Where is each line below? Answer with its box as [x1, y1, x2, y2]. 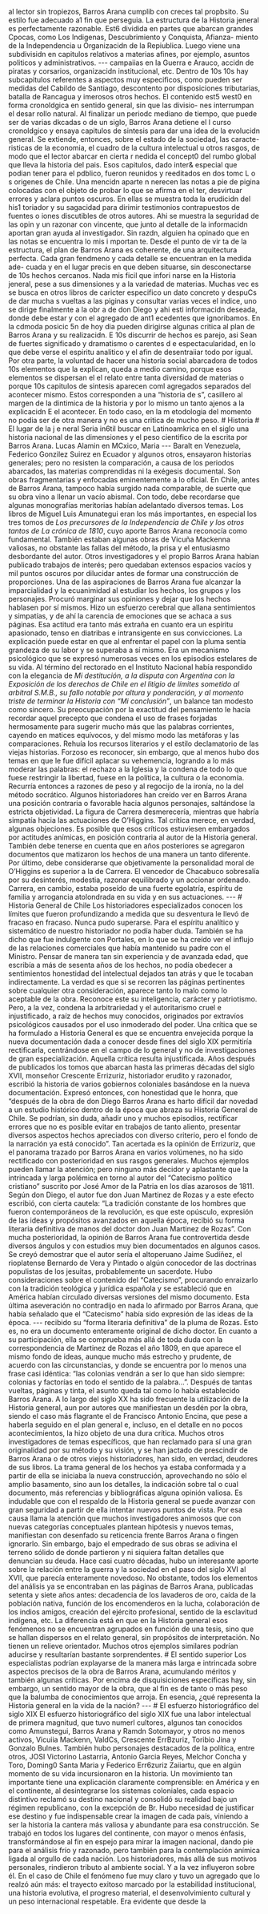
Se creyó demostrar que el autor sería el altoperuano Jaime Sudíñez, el [8, 1250, 242, 1259]
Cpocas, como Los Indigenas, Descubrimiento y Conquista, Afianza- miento [8, 32, 258, 42]
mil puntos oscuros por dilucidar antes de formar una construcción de [8, 569, 238, 578]
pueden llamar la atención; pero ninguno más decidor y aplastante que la [8, 1165, 249, 1174]
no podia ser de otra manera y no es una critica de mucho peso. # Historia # [8, 416, 260, 425]
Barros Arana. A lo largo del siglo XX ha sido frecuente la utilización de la [8, 1394, 250, 1404]
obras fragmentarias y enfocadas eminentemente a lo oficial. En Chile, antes [8, 475, 260, 484]
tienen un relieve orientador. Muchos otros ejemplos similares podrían [8, 1642, 238, 1650]
